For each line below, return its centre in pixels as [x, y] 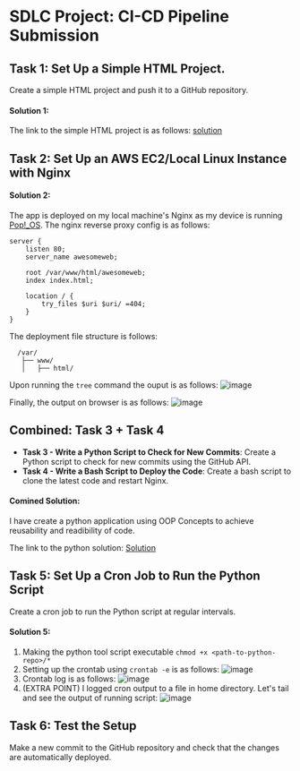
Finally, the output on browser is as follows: [89, 402]
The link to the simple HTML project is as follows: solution [116, 131]
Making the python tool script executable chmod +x [115, 652]
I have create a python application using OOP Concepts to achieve [132, 520]
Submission [55, 35]
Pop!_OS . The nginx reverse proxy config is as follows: [110, 225]
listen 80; [46, 249]
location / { [50, 296]
